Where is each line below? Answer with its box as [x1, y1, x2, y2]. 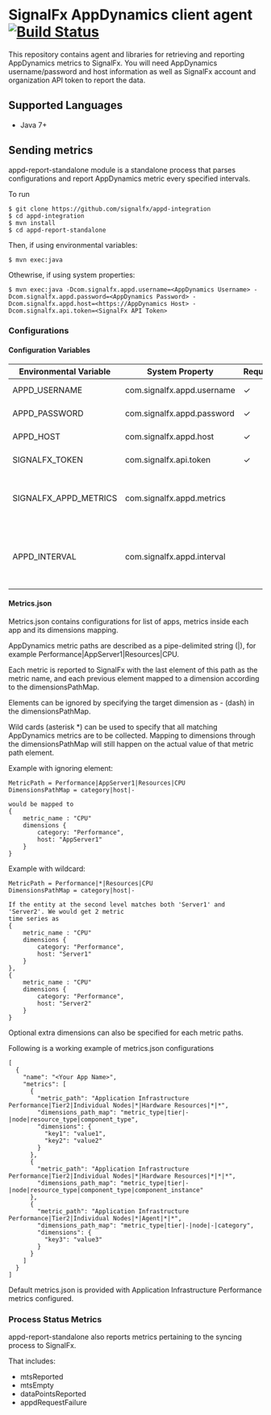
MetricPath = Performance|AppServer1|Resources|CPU [8, 779, 186, 787]
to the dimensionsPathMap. [8, 682, 100, 692]
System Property [146, 366, 214, 377]
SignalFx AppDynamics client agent [8, 6, 253, 24]
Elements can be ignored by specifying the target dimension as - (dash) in [8, 697, 255, 707]
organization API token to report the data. [8, 75, 146, 85]
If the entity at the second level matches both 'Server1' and [8, 900, 226, 909]
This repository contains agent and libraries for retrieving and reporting [8, 49, 245, 59]
